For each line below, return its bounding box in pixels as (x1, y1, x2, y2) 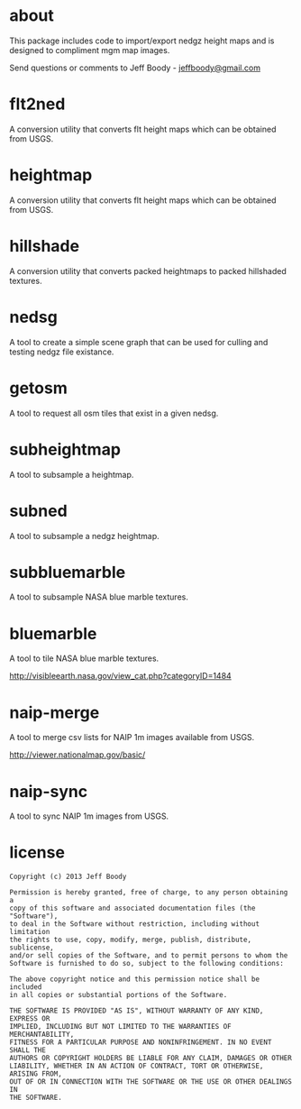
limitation (9, 928, 50, 937)
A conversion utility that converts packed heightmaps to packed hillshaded (9, 265, 287, 276)
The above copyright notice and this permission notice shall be (9, 975, 260, 984)
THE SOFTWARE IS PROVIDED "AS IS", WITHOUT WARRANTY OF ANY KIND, (9, 1006, 264, 1015)
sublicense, (9, 943, 54, 952)
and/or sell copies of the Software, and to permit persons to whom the (9, 951, 288, 960)
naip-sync (9, 781, 88, 802)
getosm (9, 378, 68, 398)
